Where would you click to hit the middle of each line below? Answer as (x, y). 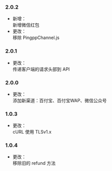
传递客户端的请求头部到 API (41, 69)
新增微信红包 (26, 25)
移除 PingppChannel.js (36, 38)
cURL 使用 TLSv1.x (32, 132)
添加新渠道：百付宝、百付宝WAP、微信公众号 (60, 100)
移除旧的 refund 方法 (34, 163)
